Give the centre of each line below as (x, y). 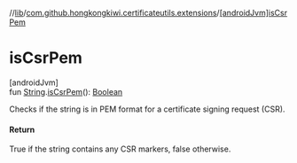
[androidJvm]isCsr (254, 13)
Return (22, 129)
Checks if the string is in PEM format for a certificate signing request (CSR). (147, 109)
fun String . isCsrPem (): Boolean (66, 91)
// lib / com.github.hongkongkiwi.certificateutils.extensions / (114, 13)
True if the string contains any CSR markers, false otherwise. (120, 149)
